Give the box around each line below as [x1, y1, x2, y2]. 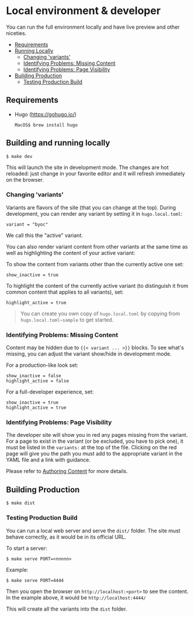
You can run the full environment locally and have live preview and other [6, 23, 180, 30]
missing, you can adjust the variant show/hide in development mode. [6, 350, 172, 357]
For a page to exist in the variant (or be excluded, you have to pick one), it [6, 437, 183, 445]
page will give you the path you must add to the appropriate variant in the [6, 450, 183, 457]
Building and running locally [6, 138, 110, 148]
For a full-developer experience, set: [6, 388, 94, 395]
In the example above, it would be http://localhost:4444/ [6, 594, 146, 601]
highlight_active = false [6, 378, 69, 384]
